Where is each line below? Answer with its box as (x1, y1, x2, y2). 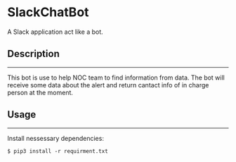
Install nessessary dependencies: (7, 134, 104, 142)
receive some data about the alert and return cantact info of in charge (7, 80, 209, 89)
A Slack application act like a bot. (7, 27, 103, 36)
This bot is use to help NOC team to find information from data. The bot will (7, 73, 225, 82)
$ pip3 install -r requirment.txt (7, 147, 109, 155)
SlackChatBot (7, 4, 89, 20)
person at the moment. (7, 88, 74, 96)
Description (7, 48, 60, 60)
